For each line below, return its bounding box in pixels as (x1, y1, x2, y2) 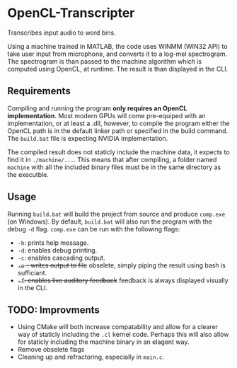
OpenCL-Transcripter (7, 5, 135, 21)
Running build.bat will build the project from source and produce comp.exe (7, 209, 226, 218)
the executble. (7, 170, 50, 178)
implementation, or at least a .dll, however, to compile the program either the (7, 119, 230, 127)
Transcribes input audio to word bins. (7, 28, 116, 37)
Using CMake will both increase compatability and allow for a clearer (17, 323, 218, 331)
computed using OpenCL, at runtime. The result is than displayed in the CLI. (7, 64, 229, 73)
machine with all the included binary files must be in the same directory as (7, 163, 221, 171)
